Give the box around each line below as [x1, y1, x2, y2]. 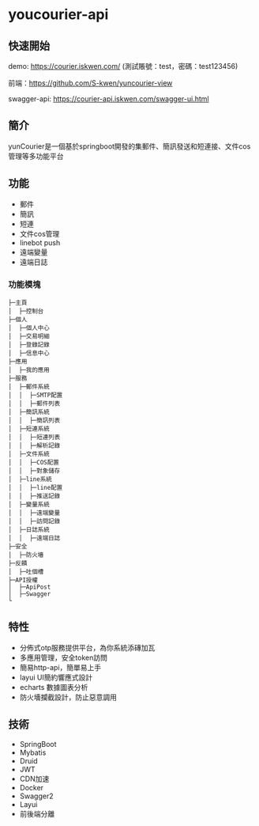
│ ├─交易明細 [8, 332, 50, 340]
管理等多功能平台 [8, 151, 64, 161]
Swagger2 [19, 791, 54, 801]
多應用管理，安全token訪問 [19, 653, 108, 662]
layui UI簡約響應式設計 [19, 673, 93, 682]
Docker [19, 782, 44, 792]
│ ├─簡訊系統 [8, 407, 50, 416]
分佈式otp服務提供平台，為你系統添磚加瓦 [19, 642, 156, 652]
